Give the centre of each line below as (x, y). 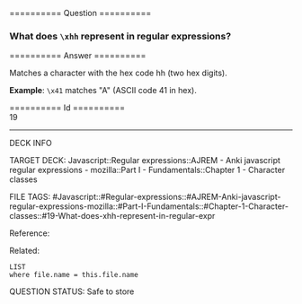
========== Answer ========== (78, 56)
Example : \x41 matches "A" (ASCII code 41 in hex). (103, 91)
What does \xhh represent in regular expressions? (120, 36)
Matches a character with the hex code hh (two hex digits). (118, 73)
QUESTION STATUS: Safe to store (72, 291)
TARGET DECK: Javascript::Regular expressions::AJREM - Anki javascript (145, 161)
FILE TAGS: (30, 197)
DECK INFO (31, 143)
